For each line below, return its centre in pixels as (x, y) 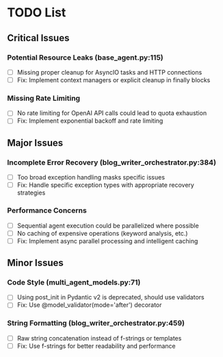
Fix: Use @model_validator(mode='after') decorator (89, 305)
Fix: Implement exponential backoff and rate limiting (90, 121)
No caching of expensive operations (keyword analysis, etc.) (102, 233)
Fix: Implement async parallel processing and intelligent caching (107, 241)
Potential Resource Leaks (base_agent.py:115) (85, 58)
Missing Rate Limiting (44, 98)
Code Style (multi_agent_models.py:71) (74, 282)
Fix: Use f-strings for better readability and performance (96, 346)
